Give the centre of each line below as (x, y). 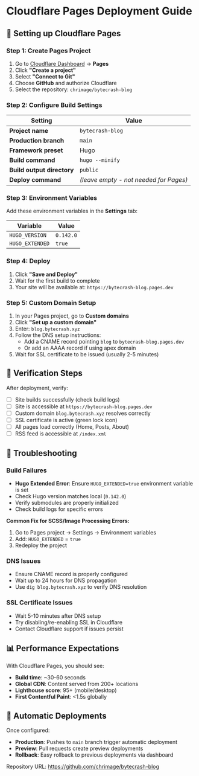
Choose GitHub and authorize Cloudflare (66, 83)
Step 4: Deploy (28, 261)
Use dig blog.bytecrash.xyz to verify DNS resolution (81, 587)
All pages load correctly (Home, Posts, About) (72, 427)
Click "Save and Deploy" (46, 274)
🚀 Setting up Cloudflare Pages (64, 34)
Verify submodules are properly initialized (67, 502)
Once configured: (28, 730)
